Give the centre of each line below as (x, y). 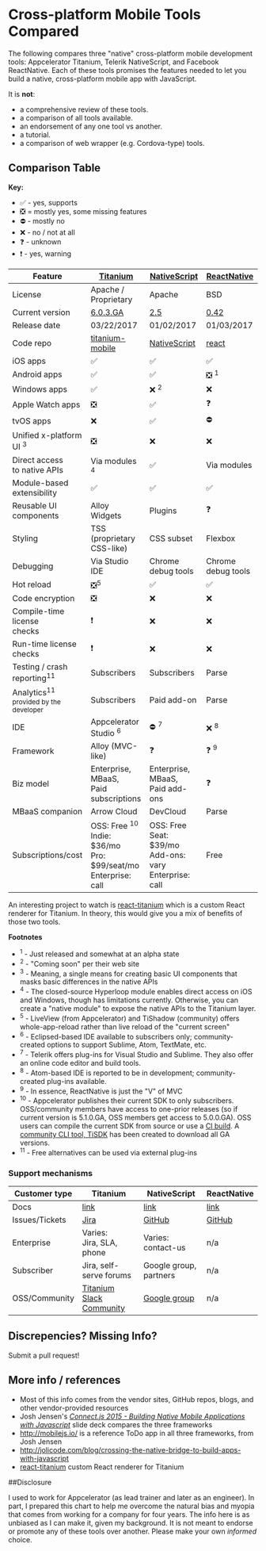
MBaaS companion (47, 812)
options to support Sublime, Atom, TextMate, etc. (127, 1045)
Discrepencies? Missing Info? (83, 1337)
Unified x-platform (47, 435)
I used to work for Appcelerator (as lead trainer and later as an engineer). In (131, 1497)
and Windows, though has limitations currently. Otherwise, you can (129, 1000)
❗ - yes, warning (46, 253)
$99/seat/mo (115, 866)
